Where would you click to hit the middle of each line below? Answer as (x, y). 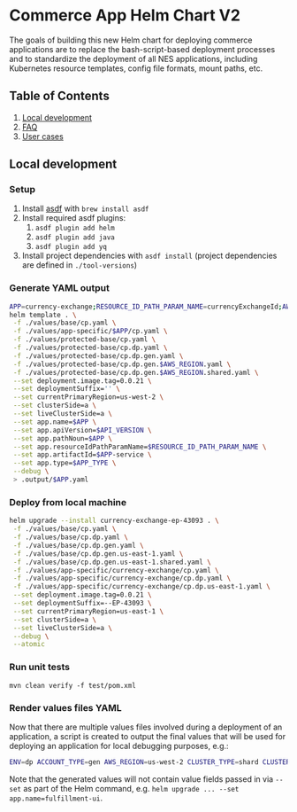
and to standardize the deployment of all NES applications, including (133, 59)
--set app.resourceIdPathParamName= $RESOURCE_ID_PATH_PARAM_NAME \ (140, 447)
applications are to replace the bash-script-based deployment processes (142, 49)
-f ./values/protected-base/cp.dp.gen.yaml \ (98, 355)
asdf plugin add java (75, 238)
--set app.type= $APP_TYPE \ (65, 463)
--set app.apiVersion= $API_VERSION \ (82, 430)
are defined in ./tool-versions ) (80, 265)
